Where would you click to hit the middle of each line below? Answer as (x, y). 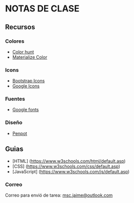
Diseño (14, 123)
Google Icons (26, 86)
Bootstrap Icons (28, 81)
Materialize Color (30, 57)
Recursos (20, 27)
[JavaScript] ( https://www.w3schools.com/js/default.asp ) (71, 171)
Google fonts (25, 110)
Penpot (20, 133)
